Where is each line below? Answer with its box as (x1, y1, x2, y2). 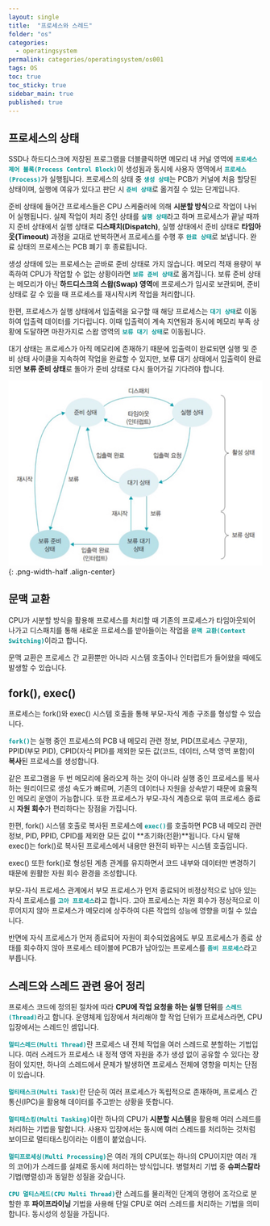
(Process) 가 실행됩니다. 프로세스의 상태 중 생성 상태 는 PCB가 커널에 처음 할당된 (8, 174, 257, 184)
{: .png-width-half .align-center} (8, 566, 115, 577)
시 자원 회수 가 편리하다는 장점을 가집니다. (8, 804, 137, 813)
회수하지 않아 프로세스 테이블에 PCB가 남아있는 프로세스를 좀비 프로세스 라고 (23, 943, 258, 953)
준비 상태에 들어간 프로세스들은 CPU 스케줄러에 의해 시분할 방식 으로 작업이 (8, 202, 243, 212)
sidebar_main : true (8, 90, 74, 98)
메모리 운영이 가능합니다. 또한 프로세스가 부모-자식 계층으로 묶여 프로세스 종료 (16, 794, 261, 804)
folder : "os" (8, 30, 52, 38)
